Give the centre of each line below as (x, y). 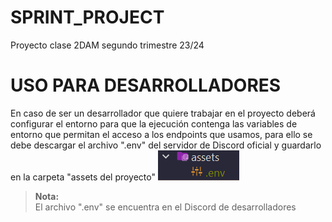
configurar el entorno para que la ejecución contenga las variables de (154, 123)
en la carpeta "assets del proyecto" (83, 177)
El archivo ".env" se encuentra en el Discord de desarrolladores (165, 207)
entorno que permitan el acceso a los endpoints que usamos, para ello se (161, 134)
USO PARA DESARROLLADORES (146, 85)
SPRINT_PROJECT (87, 17)
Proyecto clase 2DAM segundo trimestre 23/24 (107, 45)
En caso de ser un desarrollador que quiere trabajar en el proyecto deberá (163, 113)
